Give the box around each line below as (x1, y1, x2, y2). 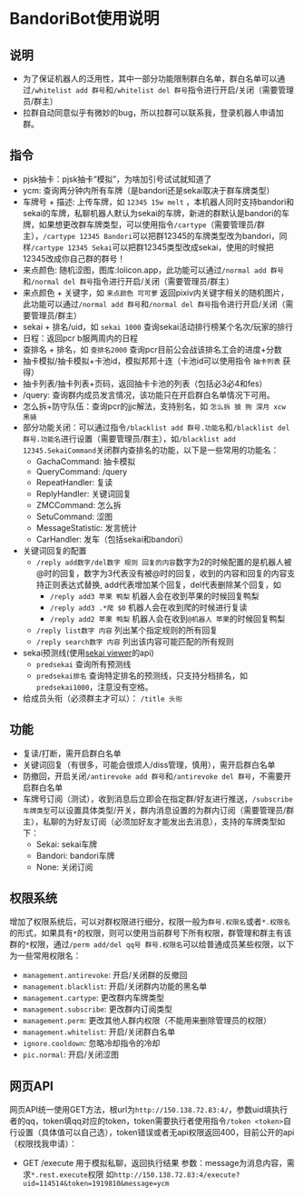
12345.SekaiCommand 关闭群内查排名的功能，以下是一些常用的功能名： (22, 444, 279, 455)
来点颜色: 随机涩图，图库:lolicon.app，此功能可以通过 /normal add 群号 (22, 264, 284, 275)
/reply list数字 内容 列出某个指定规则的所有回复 (35, 624, 218, 635)
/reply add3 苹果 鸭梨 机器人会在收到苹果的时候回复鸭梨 (49, 590, 260, 601)
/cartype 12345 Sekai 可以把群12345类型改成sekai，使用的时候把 (30, 242, 274, 253)
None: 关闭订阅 (35, 861, 93, 873)
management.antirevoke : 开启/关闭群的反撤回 (22, 970, 188, 981)
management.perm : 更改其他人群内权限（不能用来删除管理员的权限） (22, 1015, 272, 1026)
